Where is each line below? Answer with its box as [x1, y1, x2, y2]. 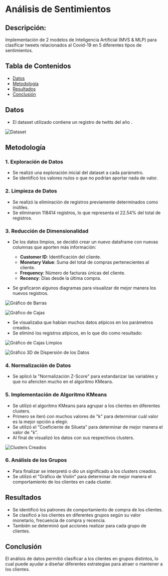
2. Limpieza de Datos [5, 187, 57, 195]
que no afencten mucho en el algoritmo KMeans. [12, 378, 114, 385]
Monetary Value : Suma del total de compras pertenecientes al [20, 259, 149, 265]
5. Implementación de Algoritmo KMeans [5, 391, 107, 398]
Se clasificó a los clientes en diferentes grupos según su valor [12, 512, 141, 518]
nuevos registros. [12, 290, 49, 296]
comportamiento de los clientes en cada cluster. [12, 479, 112, 485]
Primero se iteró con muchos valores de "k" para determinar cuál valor [12, 413, 159, 419]
